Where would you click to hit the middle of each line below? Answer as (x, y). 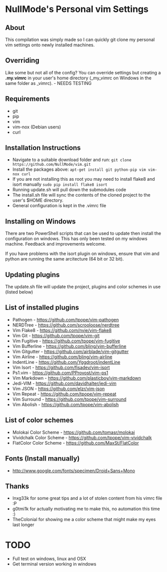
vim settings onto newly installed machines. (50, 45)
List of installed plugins (42, 308)
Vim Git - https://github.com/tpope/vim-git (56, 335)
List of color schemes (39, 420)
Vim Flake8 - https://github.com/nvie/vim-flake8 (62, 330)
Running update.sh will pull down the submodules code (69, 190)
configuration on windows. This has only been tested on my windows (76, 239)
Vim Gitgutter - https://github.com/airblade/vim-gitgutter (70, 351)
